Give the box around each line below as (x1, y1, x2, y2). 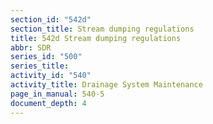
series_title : (10, 61, 70, 71)
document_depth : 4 (10, 98, 87, 108)
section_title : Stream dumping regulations (10, 24, 195, 34)
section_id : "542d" (10, 14, 92, 25)
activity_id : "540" (10, 71, 92, 81)
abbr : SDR (10, 42, 52, 53)
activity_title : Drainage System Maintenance (10, 80, 203, 90)
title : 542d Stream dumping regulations (10, 33, 182, 43)
